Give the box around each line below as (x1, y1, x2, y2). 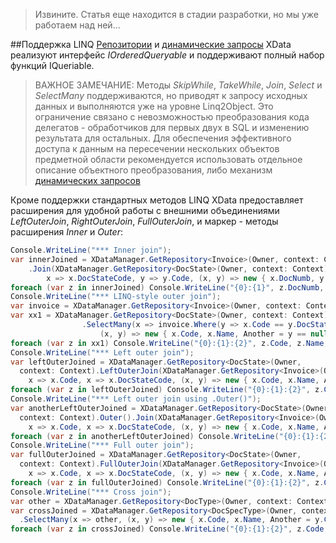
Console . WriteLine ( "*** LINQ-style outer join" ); (10, 292, 222, 302)
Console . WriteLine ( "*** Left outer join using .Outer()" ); (10, 394, 262, 404)
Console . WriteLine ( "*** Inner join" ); (10, 245, 172, 255)
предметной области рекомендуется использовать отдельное (34, 154, 303, 165)
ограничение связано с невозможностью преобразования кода (34, 111, 310, 123)
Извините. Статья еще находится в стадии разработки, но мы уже (34, 9, 319, 20)
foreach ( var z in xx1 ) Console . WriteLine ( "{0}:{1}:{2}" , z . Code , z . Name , (10, 338, 329, 348)
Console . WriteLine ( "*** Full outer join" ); (10, 440, 195, 451)
